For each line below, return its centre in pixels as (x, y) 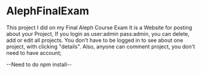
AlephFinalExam (48, 11)
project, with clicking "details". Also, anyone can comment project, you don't (100, 47)
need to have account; (34, 53)
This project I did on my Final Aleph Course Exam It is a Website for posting (99, 27)
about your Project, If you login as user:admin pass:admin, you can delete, (98, 33)
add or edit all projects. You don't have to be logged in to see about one (95, 40)
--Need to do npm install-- (39, 64)
